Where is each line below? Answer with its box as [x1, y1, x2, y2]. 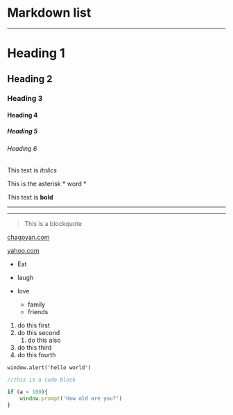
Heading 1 [7, 45, 66, 61]
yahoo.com [7, 246, 40, 254]
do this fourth [17, 350, 57, 359]
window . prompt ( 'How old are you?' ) [19, 395, 123, 402]
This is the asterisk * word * [7, 179, 87, 188]
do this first [17, 321, 51, 329]
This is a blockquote [24, 219, 82, 227]
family [27, 300, 46, 309]
